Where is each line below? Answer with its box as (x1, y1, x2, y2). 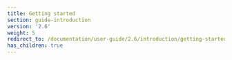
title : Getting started (7, 10, 76, 17)
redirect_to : (7, 36, 45, 43)
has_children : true (7, 42, 64, 49)
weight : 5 (7, 29, 36, 37)
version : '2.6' (7, 23, 51, 30)
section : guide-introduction (7, 17, 91, 23)
